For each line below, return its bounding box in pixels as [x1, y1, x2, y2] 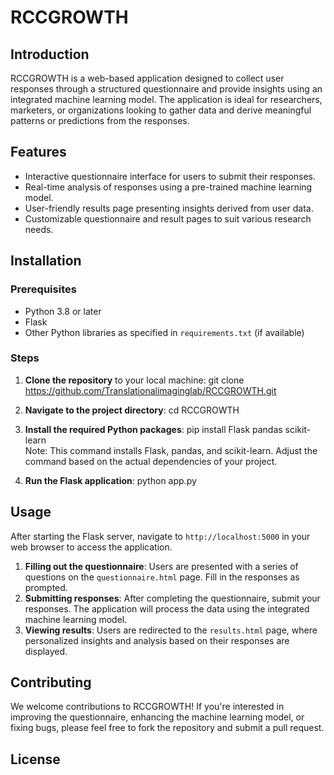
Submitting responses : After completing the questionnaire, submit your [24, 592, 321, 604]
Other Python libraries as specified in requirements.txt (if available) [24, 326, 305, 338]
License [10, 751, 61, 768]
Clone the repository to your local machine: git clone [24, 374, 245, 386]
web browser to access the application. [10, 541, 173, 553]
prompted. [24, 581, 68, 593]
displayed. [24, 645, 68, 657]
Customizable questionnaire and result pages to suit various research [24, 212, 312, 225]
